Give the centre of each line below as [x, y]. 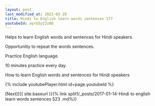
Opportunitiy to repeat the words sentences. [50, 46]
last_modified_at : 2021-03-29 [36, 14]
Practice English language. [32, 56]
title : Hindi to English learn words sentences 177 [59, 19]
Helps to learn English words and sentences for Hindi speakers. [69, 37]
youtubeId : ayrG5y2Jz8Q [29, 23]
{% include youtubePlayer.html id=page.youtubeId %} [60, 85]
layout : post [18, 10]
